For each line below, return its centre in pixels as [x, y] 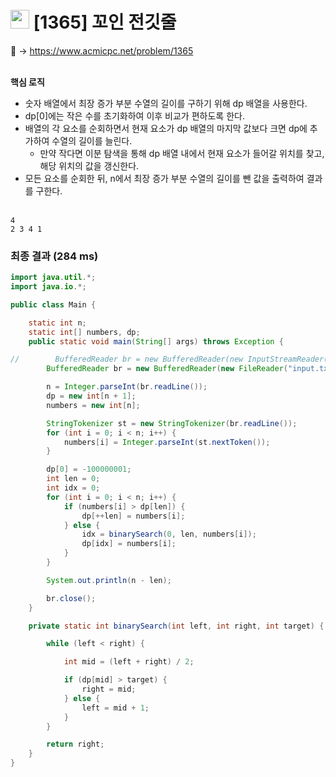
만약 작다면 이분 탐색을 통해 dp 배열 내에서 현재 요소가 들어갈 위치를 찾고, [182, 153]
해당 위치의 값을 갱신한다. [89, 165]
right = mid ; [109, 689]
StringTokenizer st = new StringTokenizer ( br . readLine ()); [172, 423]
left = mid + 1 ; [115, 708]
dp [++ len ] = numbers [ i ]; [133, 516]
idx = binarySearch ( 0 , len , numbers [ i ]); [169, 534]
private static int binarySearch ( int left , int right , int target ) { [176, 626]
